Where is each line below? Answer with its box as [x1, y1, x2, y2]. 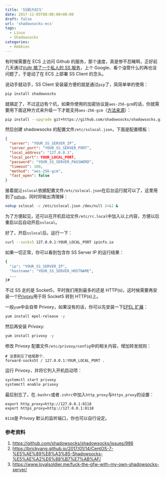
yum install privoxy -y [5, 333, 54, 339]
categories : [5, 40, 30, 45]
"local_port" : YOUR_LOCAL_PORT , [9, 155, 77, 160]
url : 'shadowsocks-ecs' [5, 21, 54, 26]
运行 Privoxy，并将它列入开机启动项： [5, 367, 83, 373]
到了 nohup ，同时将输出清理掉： [5, 194, 68, 200]
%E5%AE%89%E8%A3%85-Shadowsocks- [12, 451, 103, 457]
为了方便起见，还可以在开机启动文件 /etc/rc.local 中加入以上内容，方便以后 [5, 213, 160, 219]
